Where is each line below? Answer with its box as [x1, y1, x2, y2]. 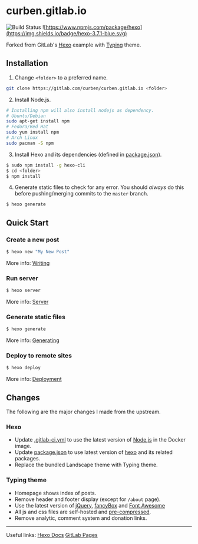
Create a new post [6, 235, 60, 244]
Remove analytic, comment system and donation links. [14, 514, 147, 522]
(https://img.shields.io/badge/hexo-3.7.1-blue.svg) [6, 29, 127, 37]
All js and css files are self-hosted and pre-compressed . [14, 508, 151, 515]
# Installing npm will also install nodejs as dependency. [6, 107, 154, 113]
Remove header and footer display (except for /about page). [14, 496, 161, 503]
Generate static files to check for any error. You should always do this [14, 184, 184, 191]
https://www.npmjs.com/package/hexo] [45, 24, 143, 31]
